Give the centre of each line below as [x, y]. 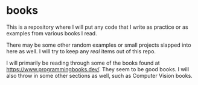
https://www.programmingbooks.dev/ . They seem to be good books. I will [97, 69]
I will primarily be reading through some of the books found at [83, 63]
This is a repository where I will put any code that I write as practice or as [97, 27]
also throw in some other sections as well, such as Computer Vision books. [100, 75]
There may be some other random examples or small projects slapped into [99, 45]
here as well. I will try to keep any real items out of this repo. [81, 51]
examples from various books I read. [52, 33]
